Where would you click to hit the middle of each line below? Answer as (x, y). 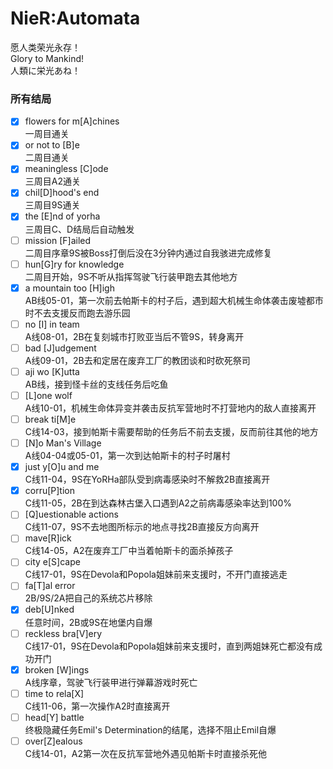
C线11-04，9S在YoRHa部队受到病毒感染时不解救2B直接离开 (147, 479)
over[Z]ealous (53, 741)
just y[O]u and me (62, 467)
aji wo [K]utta (52, 371)
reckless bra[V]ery (63, 633)
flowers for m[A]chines (72, 121)
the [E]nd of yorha (62, 216)
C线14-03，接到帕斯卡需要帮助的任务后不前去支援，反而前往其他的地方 (171, 432)
